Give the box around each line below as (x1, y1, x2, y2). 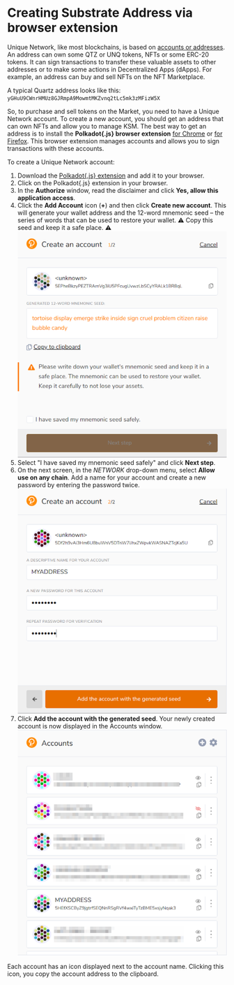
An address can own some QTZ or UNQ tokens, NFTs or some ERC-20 (7, 50, 210, 59)
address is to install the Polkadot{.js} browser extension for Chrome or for (7, 129, 223, 138)
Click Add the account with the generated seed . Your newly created (17, 714, 215, 723)
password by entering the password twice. (17, 480, 141, 489)
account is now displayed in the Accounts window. (17, 722, 163, 731)
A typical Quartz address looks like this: (7, 86, 121, 94)
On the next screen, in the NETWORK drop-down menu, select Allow (17, 466, 215, 474)
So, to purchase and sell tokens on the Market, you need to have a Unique (7, 107, 219, 115)
